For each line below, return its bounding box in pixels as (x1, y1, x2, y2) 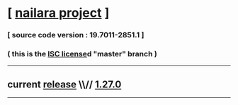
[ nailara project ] (7, 5, 110, 21)
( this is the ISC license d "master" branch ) (7, 49, 157, 59)
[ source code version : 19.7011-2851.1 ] (7, 30, 144, 40)
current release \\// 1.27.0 (7, 78, 122, 90)
